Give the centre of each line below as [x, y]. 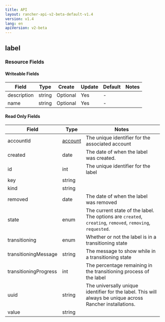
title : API [16, 10]
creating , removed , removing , [118, 222]
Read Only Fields [23, 116]
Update [90, 87]
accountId [19, 141]
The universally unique [112, 286]
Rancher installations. [110, 304]
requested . [98, 229]
